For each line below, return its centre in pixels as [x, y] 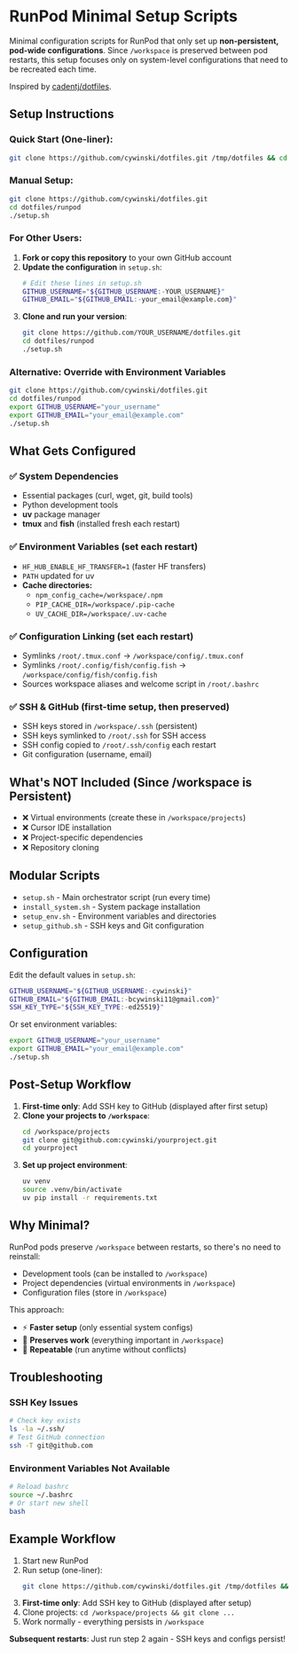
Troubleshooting [56, 1378]
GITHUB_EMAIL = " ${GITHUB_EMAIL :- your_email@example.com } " [129, 300]
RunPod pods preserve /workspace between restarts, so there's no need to [145, 1247]
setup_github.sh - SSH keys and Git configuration [113, 925]
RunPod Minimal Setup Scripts [123, 16]
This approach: [37, 1309]
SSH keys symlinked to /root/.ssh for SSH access [114, 736]
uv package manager [61, 514]
